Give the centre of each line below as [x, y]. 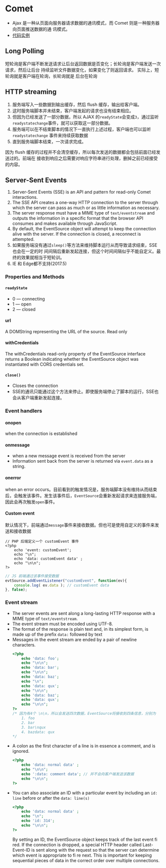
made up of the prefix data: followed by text [57, 634]
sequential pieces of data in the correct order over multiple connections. [86, 860]
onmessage [18, 445]
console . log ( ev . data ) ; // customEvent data [62, 585]
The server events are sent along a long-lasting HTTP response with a [84, 613]
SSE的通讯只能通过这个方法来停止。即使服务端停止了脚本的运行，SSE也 [85, 391]
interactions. [25, 197]
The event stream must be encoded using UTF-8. [62, 624]
